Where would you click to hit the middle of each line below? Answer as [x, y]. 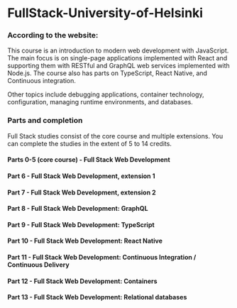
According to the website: [53, 35]
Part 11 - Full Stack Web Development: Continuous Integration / [102, 257]
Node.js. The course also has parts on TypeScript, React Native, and [108, 73]
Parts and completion [45, 121]
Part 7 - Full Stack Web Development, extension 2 [82, 192]
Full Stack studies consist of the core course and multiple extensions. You [115, 136]
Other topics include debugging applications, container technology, [106, 94]
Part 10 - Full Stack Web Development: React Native [85, 241]
